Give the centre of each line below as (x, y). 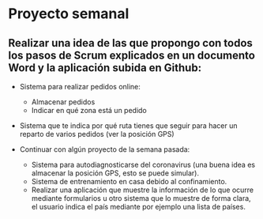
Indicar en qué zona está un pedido (89, 110)
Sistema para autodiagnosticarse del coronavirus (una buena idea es (143, 164)
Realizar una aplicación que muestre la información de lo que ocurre (143, 190)
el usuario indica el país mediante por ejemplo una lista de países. (139, 207)
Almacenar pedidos (63, 102)
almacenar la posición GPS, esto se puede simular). (115, 173)
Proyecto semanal (69, 14)
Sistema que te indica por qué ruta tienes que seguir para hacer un (128, 126)
